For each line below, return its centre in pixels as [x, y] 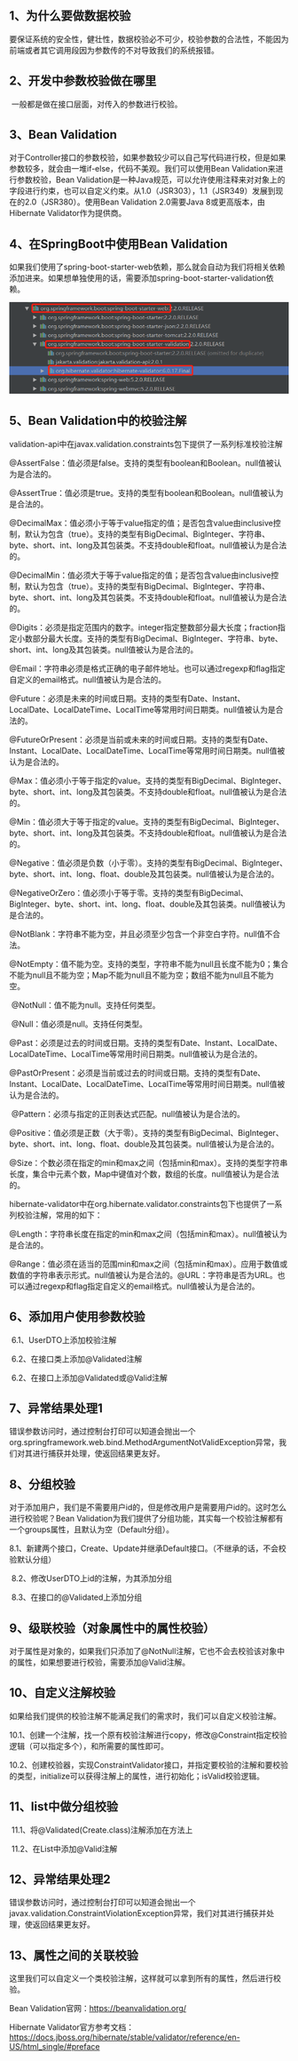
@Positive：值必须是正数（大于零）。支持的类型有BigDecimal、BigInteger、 [146, 1132]
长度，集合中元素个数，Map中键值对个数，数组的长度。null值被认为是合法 [144, 1174]
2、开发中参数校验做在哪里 [83, 81]
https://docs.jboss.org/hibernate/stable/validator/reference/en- [125, 2037]
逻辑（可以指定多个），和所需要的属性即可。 [89, 1745]
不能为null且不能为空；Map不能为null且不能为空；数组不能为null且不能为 [142, 975]
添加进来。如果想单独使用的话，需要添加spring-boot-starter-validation [137, 278]
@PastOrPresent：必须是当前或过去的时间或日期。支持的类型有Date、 [137, 1073]
